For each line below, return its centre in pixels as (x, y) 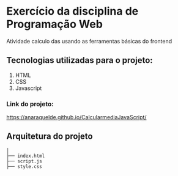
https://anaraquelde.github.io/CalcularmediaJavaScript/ (76, 117)
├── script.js (24, 161)
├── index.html (26, 156)
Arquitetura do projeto (50, 137)
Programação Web (54, 24)
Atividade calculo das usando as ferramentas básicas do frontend (89, 41)
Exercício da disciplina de (72, 11)
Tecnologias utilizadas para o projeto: (80, 60)
